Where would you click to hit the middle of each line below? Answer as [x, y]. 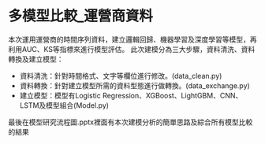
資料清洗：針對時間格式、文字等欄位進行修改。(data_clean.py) [121, 76]
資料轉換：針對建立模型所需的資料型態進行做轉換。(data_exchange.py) [134, 85]
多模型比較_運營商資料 [81, 16]
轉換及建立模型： [36, 59]
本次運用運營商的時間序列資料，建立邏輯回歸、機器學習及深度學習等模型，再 [132, 39]
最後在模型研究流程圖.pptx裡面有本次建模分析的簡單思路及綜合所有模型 [123, 122]
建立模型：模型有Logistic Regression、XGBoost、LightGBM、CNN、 [131, 95]
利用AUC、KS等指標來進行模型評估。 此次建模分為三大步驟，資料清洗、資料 [132, 49]
